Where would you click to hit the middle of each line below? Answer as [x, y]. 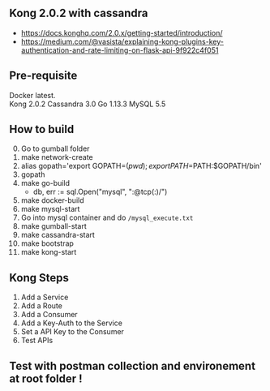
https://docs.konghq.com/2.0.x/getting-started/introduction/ [122, 32]
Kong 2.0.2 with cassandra [79, 13]
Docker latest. [32, 95]
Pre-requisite [43, 76]
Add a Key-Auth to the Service [71, 323]
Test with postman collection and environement [133, 365]
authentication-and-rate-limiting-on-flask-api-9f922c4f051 [120, 50]
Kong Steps [39, 278]
